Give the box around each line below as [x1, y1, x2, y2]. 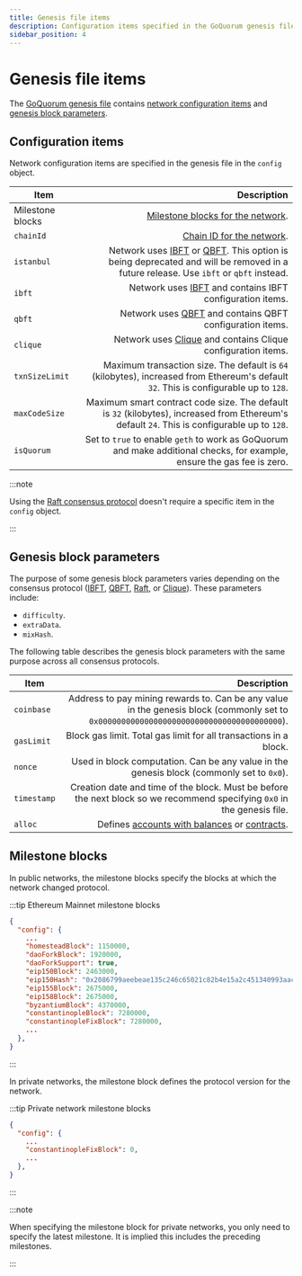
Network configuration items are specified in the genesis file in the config [9, 158, 282, 169]
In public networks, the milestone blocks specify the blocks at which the [9, 872, 277, 883]
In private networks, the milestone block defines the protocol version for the [9, 1075, 291, 1086]
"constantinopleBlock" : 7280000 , [25, 1009, 151, 1018]
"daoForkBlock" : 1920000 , [25, 950, 123, 959]
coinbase [13, 704, 51, 715]
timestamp [13, 793, 56, 803]
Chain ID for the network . [182, 230, 289, 243]
